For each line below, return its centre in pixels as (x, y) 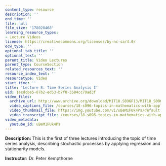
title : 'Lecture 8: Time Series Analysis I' (52, 87)
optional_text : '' (24, 55)
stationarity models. (25, 149)
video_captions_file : (32, 106)
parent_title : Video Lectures (36, 60)
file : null (16, 23)
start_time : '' (21, 83)
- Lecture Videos (23, 37)
